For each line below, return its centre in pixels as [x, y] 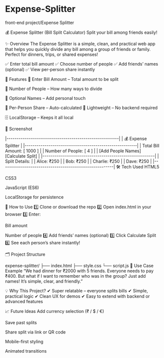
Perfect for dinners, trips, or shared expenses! [52, 54]
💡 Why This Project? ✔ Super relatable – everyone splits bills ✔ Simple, [77, 290]
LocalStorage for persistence [34, 197]
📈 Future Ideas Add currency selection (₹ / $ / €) [55, 311]
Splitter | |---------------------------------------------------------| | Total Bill [82, 145]
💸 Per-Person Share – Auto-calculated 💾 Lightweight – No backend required [82, 107]
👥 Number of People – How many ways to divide [54, 89]
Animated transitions [26, 351]
